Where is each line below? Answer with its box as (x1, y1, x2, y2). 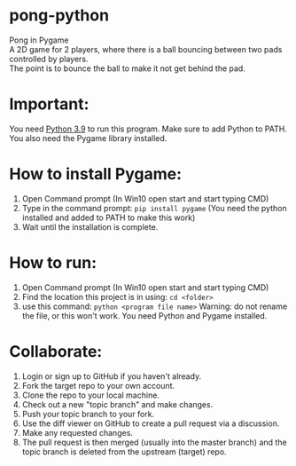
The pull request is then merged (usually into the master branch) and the (21, 437, 287, 447)
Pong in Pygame (9, 35, 69, 45)
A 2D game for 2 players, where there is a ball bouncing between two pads (9, 43, 283, 54)
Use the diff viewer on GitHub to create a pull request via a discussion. (21, 418, 280, 429)
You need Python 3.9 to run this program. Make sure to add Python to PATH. (9, 123, 288, 134)
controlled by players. (9, 53, 89, 64)
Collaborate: (9, 341, 103, 361)
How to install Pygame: (9, 164, 183, 185)
